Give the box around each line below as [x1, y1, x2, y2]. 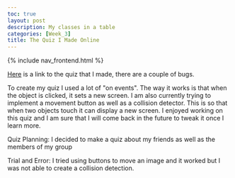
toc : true [7, 10, 37, 18]
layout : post [7, 17, 46, 24]
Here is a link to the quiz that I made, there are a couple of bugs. [7, 70, 195, 79]
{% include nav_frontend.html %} [7, 56, 104, 65]
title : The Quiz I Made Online [7, 37, 100, 44]
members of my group [7, 143, 73, 151]
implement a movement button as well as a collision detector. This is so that [7, 99, 228, 107]
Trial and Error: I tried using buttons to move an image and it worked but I [7, 157, 221, 165]
